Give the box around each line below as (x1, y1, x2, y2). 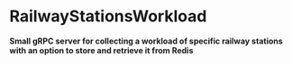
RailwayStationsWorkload (9, 6, 207, 27)
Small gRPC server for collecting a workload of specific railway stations (9, 36, 284, 46)
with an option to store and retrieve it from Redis (9, 44, 194, 55)
